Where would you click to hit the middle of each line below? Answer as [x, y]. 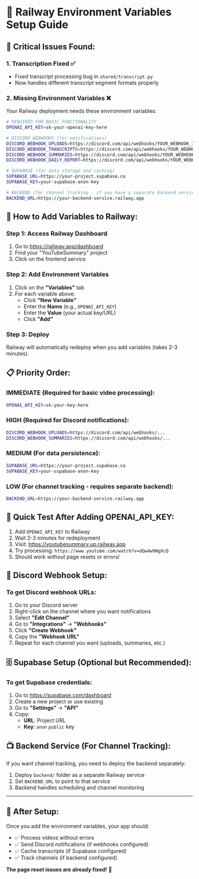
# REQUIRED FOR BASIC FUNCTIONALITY [51, 122]
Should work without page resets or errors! [67, 557]
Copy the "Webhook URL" [47, 637]
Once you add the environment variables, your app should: [78, 826]
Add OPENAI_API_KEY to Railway [52, 531]
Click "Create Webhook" [46, 630]
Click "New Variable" [50, 300]
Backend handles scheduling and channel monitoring [79, 787]
